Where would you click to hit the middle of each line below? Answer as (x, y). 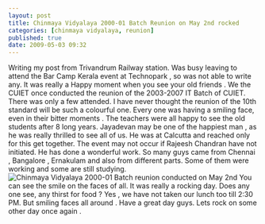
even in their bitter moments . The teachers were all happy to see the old (127, 118)
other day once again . (45, 211)
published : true (35, 38)
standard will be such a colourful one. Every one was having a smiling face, (131, 110)
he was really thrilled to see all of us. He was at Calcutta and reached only (129, 135)
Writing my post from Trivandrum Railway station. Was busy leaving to (123, 68)
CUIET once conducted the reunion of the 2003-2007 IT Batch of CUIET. (127, 93)
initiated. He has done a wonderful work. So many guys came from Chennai (132, 153)
